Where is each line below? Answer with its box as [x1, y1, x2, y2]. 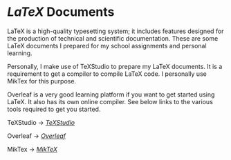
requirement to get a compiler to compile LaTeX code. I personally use [7, 70, 207, 78]
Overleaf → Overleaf [7, 132, 66, 140]
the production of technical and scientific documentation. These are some [7, 34, 219, 42]
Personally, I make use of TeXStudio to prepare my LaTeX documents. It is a [7, 62, 223, 70]
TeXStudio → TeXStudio [7, 118, 75, 126]
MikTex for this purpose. [7, 77, 77, 85]
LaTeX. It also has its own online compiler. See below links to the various [7, 97, 213, 106]
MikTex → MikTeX [7, 145, 57, 153]
